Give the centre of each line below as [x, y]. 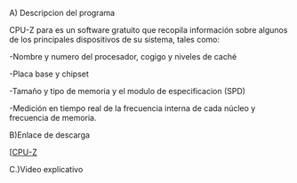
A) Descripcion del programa [62, 13]
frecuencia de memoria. [53, 118]
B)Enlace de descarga [50, 135]
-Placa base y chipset [49, 74]
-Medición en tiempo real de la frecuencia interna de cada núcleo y [132, 108]
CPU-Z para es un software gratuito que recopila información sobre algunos [148, 30]
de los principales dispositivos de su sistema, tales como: [115, 40]
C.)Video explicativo [46, 169]
